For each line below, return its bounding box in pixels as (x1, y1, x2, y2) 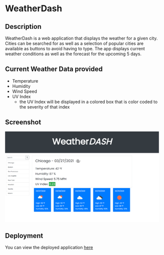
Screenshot (5, 118, 41, 127)
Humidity (12, 83, 31, 89)
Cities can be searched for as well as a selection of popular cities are (5, 41, 144, 46)
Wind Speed (12, 88, 38, 94)
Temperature (12, 78, 39, 84)
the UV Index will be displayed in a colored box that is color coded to (19, 99, 158, 105)
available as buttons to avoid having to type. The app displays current (5, 46, 145, 51)
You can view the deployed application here (5, 245, 93, 251)
